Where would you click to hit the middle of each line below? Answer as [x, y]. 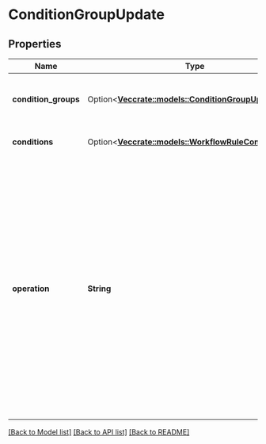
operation [31, 289]
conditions [33, 142]
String [99, 289]
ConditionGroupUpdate [86, 15]
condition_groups [46, 99]
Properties [35, 44]
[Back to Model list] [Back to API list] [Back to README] [99, 432]
